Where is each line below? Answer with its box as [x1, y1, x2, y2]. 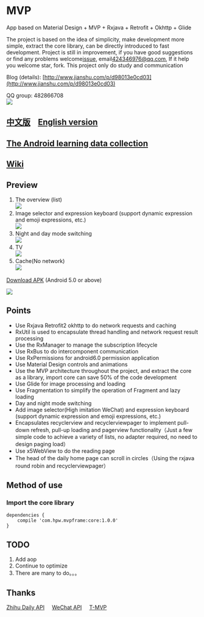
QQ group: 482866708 [6, 92, 64, 99]
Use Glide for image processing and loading [15, 380, 126, 388]
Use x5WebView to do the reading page [15, 447, 116, 455]
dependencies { [6, 512, 45, 519]
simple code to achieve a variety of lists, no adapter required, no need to [15, 433, 198, 440]
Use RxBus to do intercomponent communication [15, 347, 139, 355]
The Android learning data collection [6, 138, 148, 148]
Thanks [6, 587, 36, 598]
